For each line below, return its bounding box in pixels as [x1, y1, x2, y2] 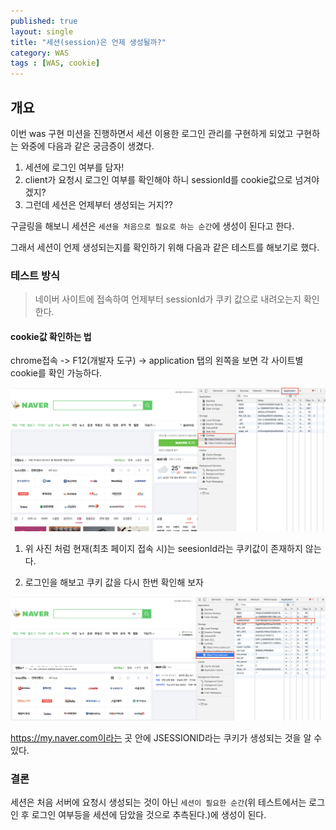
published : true [10, 16, 78, 26]
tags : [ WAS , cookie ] [10, 58, 101, 69]
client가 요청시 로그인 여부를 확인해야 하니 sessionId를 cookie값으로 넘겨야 [24, 173, 320, 185]
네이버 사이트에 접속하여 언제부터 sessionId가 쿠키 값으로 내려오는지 [34, 293, 302, 305]
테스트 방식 [10, 268, 61, 282]
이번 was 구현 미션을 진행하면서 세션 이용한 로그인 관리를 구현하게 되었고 [10, 127, 294, 139]
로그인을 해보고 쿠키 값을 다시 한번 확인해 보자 [24, 576, 204, 588]
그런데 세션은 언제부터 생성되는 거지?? [24, 198, 173, 210]
